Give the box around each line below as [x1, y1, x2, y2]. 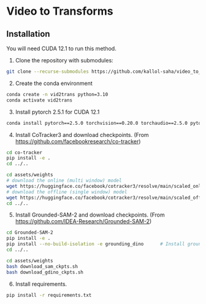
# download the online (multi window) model [6, 177, 122, 184]
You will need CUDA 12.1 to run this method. [6, 45, 116, 52]
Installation [6, 29, 50, 39]
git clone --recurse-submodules [6, 69, 89, 75]
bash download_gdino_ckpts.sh [6, 269, 84, 275]
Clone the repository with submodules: [15, 57, 113, 64]
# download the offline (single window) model [6, 188, 128, 195]
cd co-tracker [6, 149, 43, 155]
